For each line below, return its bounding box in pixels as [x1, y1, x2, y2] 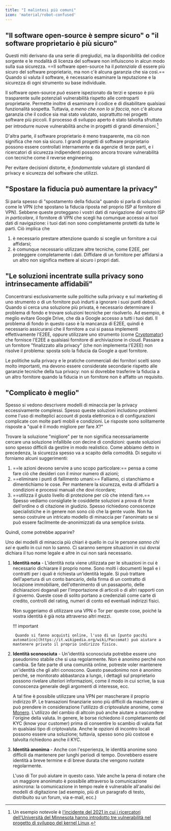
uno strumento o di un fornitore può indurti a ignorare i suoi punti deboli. [5, 299, 157, 305]
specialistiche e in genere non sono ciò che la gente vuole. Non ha [12, 508, 153, 515]
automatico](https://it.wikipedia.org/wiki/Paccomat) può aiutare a [12, 638, 161, 643]
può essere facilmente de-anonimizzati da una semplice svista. [12, 519, 145, 526]
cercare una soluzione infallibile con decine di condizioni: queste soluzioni [5, 439, 161, 445]
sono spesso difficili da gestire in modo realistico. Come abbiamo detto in [5, 445, 159, 451]
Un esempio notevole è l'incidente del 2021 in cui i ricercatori [12, 809, 141, 815]
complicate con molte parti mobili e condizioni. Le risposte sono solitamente [5, 418, 165, 424]
